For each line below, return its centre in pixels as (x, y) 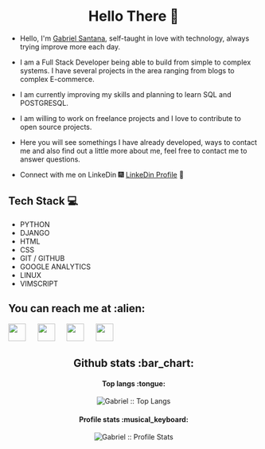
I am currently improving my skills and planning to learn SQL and (125, 94)
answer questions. (50, 159)
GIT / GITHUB (42, 258)
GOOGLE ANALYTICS (55, 267)
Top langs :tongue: (134, 383)
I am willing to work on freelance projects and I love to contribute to (130, 118)
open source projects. (56, 127)
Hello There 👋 (134, 16)
